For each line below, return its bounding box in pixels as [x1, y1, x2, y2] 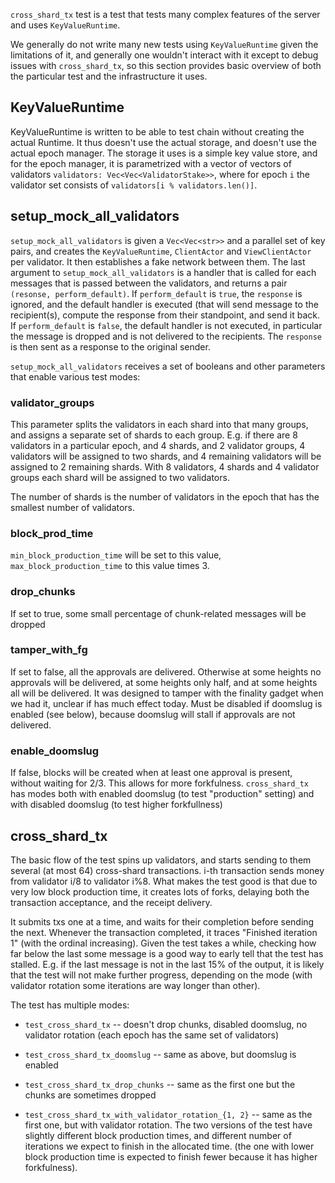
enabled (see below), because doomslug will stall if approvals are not [10, 708, 296, 720]
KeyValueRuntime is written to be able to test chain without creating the [10, 125, 305, 138]
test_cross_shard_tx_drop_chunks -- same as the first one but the [24, 1078, 296, 1090]
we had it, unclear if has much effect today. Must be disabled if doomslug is [10, 697, 323, 709]
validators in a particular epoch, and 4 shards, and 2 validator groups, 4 [10, 439, 306, 451]
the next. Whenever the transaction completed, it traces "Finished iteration [10, 926, 318, 938]
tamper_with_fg [10, 643, 88, 657]
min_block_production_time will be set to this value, [10, 549, 222, 561]
